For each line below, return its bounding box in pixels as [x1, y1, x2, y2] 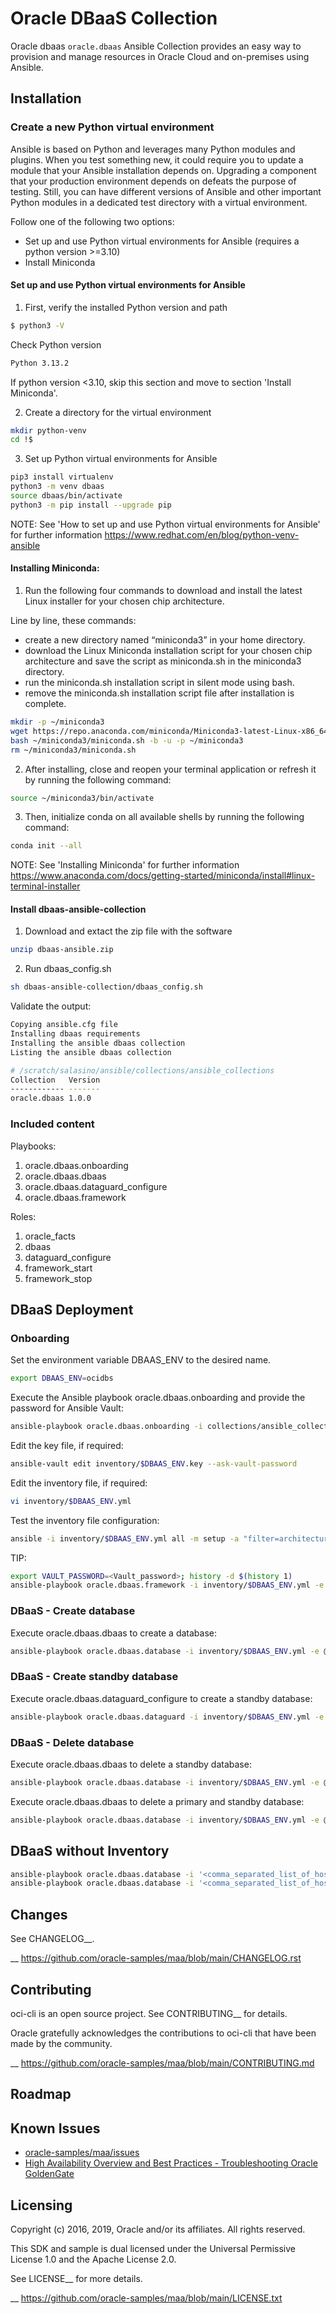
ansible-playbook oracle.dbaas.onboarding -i [10, 1422, 203, 1432]
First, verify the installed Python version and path [24, 301, 228, 313]
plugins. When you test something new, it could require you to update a [10, 153, 304, 166]
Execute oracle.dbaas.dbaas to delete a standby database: [10, 1758, 252, 1770]
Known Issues [10, 2120, 101, 2137]
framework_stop [24, 1272, 93, 1284]
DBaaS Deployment [10, 1301, 134, 1318]
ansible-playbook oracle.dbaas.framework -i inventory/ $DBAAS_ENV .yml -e [10, 1580, 325, 1591]
